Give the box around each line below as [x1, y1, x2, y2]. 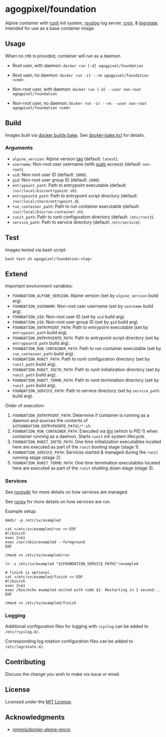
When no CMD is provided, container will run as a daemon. [5, 53, 122, 59]
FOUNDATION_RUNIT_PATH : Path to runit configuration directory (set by [12, 356, 150, 362]
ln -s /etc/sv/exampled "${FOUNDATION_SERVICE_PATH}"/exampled [5, 561, 139, 566]
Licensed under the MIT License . [5, 699, 72, 705]
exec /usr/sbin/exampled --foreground [5, 540, 85, 545]
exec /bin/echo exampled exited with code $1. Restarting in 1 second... [5, 587, 161, 592]
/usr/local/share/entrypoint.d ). [12, 198, 80, 204]
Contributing [5, 658, 46, 666]
